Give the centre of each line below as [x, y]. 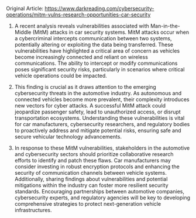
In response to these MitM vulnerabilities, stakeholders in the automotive [102, 148]
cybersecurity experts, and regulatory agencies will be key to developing [102, 198]
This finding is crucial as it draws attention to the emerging [85, 87]
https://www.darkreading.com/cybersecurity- [99, 8]
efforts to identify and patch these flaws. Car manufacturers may [93, 160]
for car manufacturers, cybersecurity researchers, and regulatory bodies [102, 124]
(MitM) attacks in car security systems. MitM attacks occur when [111, 32]
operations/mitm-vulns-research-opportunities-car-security [78, 15]
